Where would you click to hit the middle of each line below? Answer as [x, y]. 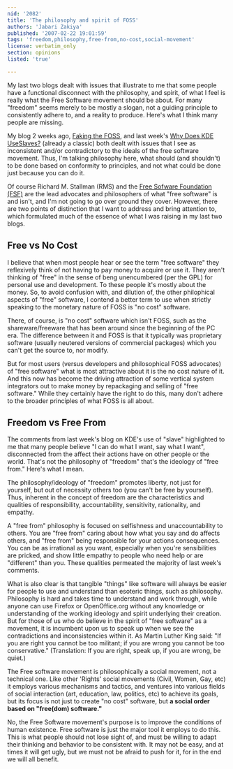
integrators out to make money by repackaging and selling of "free [103, 386]
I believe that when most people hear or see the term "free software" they [113, 262]
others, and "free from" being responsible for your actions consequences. [114, 541]
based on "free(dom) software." [55, 709]
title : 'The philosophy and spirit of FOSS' [73, 20]
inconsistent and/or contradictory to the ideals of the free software [103, 150]
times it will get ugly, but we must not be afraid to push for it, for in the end [114, 752]
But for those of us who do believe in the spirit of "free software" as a [107, 621]
